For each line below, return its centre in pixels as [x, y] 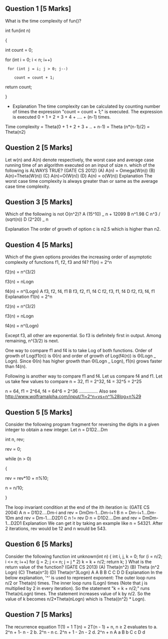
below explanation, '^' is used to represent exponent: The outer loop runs [80, 577]
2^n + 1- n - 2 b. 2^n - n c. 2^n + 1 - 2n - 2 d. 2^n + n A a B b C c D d [75, 632]
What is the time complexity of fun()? [43, 21]
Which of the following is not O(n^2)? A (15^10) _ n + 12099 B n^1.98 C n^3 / [83, 214]
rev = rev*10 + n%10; [27, 478]
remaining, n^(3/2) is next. [32, 341]
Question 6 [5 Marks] [39, 544]
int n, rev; [15, 439]
